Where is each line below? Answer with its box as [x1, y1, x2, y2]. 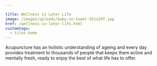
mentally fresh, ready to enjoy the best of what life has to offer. [5, 55, 137, 61]
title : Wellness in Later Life [5, 12, 71, 17]
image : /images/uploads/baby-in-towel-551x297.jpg [5, 16, 114, 22]
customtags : [5, 26, 30, 31]
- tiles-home [10, 31, 37, 36]
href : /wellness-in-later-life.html [5, 21, 83, 26]
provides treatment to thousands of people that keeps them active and [5, 50, 152, 56]
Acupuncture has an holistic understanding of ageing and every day [5, 44, 147, 50]
